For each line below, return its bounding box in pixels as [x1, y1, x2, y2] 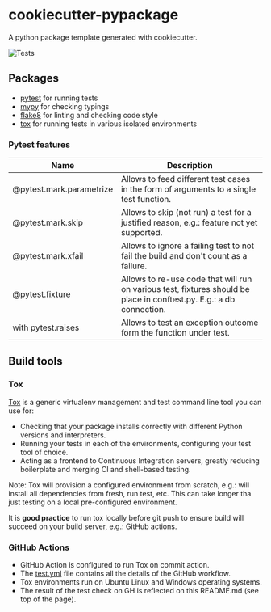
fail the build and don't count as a [120, 251, 248, 262]
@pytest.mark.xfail [12, 251, 84, 262]
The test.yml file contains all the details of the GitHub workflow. [19, 568, 231, 579]
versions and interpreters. [19, 430, 106, 440]
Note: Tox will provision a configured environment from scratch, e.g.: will [8, 479, 250, 490]
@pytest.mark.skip [12, 217, 83, 228]
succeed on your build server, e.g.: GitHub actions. [8, 521, 177, 531]
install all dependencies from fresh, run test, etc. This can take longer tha [8, 488, 252, 498]
